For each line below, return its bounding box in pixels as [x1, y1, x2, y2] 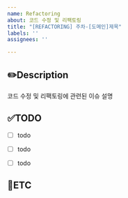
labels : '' [7, 29, 39, 37]
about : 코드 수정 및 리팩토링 [7, 17, 82, 24]
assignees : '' [7, 36, 49, 43]
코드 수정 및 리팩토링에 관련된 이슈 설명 [7, 91, 113, 100]
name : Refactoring [7, 10, 61, 17]
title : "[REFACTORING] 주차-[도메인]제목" [7, 23, 122, 30]
